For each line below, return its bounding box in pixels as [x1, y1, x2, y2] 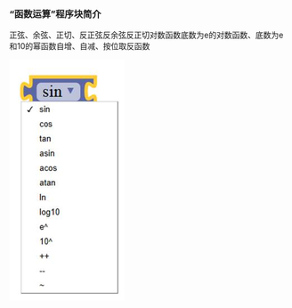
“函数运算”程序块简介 [9, 7, 101, 20]
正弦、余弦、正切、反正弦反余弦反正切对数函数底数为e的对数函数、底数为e [9, 29, 284, 41]
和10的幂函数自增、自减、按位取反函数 [9, 41, 150, 52]
